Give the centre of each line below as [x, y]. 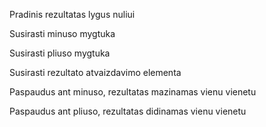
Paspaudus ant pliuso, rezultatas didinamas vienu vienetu [128, 111]
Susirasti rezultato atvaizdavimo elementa [95, 72]
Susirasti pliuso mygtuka [60, 53]
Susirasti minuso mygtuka [62, 33]
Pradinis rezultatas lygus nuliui [72, 14]
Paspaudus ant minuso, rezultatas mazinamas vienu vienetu [133, 92]
